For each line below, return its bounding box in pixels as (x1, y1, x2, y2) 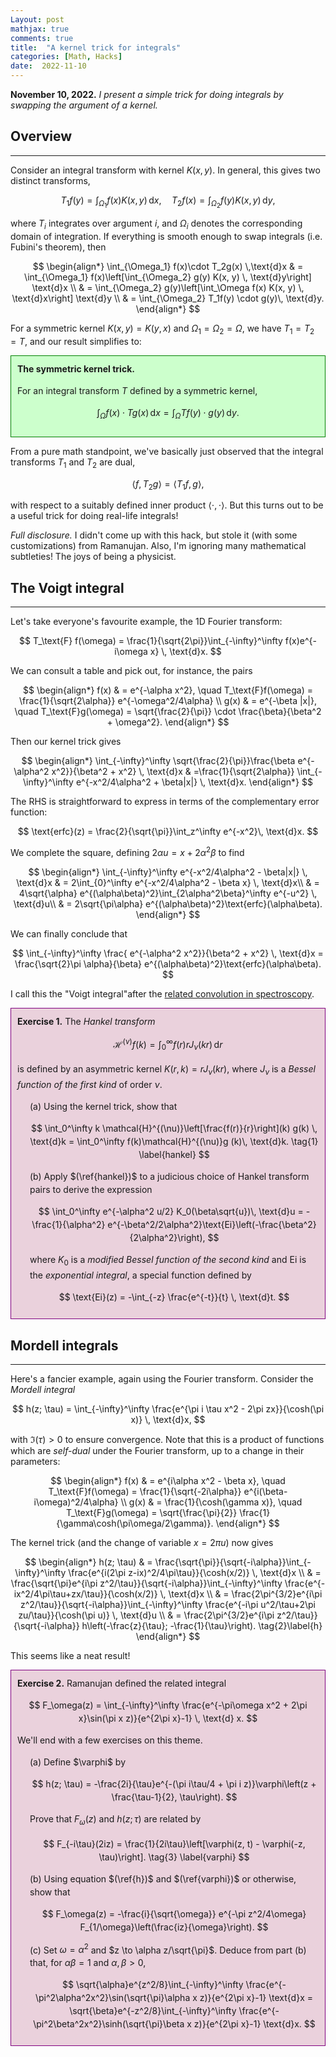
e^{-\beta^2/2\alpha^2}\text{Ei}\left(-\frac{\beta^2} (107, 1219, 317, 1231)
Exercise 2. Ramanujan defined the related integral (17, 1677, 227, 1690)
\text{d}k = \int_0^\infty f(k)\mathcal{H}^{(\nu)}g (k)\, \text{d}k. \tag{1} (29, 1136, 319, 1148)
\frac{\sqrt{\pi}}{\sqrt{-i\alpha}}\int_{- (154, 1556, 312, 1568)
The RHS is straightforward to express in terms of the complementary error (10, 796, 320, 808)
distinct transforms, (10, 174, 91, 186)
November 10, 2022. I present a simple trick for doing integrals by (10, 89, 284, 100)
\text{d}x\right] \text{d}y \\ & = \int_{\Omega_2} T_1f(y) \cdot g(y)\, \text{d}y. (11, 292, 325, 304)
